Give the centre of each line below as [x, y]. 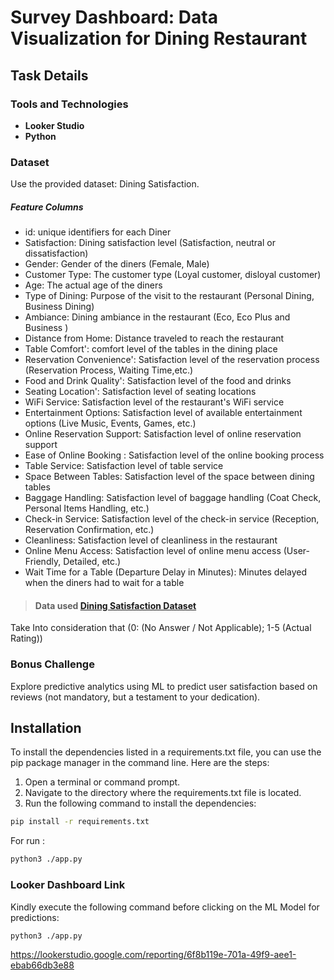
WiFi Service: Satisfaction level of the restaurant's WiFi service [154, 402]
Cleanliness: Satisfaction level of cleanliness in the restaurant [151, 540]
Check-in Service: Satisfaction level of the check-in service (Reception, [172, 519]
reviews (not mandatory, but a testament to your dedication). [135, 697]
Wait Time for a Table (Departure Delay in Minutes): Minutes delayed [165, 572]
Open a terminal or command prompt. [102, 782]
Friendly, [43, 562]
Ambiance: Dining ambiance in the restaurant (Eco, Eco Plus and [157, 317]
